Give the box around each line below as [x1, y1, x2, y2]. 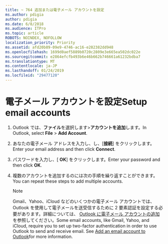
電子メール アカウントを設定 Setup [5, 96, 147, 108]
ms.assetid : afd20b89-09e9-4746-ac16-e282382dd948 [5, 45, 114, 50]
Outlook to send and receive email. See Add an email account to [12, 228, 146, 234]
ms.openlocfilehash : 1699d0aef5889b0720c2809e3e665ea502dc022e [5, 49, 141, 54]
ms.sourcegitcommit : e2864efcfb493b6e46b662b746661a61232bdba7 [5, 54, 141, 59]
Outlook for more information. [12, 233, 73, 239]
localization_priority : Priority [5, 40, 75, 45]
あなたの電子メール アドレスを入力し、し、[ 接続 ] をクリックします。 [12, 140, 155, 146]
